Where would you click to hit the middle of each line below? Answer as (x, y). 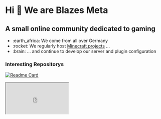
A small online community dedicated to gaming (80, 29)
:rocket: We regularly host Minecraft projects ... (61, 46)
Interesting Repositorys (35, 64)
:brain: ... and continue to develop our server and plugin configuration (84, 51)
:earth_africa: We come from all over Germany (60, 40)
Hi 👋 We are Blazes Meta (57, 10)
